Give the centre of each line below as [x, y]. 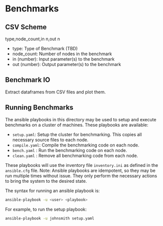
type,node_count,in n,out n [33, 39]
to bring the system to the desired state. [46, 181]
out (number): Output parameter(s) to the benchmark [67, 64]
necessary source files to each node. [50, 140]
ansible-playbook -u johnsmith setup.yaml [50, 218]
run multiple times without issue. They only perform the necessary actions [81, 176]
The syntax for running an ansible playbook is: [53, 190]
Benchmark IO [28, 80]
